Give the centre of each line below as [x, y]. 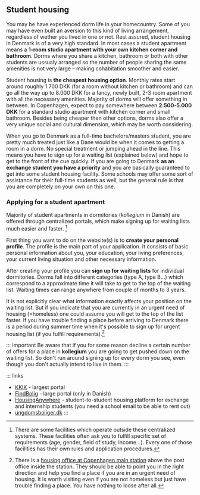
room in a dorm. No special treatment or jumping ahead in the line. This [93, 148]
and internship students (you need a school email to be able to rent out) [102, 406]
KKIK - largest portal [40, 387]
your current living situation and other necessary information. [81, 259]
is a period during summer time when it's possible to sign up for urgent [93, 326]
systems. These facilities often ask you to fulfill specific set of [90, 436]
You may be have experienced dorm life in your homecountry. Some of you [98, 24]
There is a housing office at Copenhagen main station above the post [99, 460]
